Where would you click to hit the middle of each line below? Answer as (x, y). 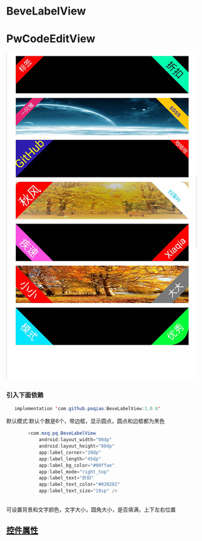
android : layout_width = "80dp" (75, 440)
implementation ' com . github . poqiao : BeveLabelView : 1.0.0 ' (88, 409)
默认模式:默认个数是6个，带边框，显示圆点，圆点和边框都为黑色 (86, 421)
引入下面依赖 (25, 395)
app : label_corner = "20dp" (70, 453)
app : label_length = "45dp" (70, 459)
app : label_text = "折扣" (66, 478)
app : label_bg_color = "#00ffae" (77, 465)
